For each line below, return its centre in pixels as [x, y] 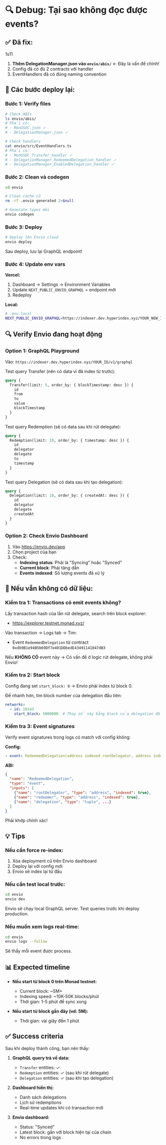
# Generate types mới [27, 210]
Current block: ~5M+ [41, 991]
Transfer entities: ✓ [40, 1067]
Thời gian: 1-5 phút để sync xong [53, 1002]
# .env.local [19, 314]
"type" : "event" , [27, 784]
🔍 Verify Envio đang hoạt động [54, 334]
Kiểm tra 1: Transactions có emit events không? [63, 603]
